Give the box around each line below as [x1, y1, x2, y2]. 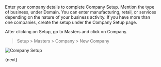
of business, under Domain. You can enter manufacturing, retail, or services [5, 9, 157, 15]
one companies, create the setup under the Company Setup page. [5, 19, 137, 25]
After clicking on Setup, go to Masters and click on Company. [5, 29, 128, 34]
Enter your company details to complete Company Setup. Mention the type [5, 4, 155, 10]
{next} [5, 57, 18, 62]
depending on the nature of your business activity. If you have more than [5, 14, 150, 20]
